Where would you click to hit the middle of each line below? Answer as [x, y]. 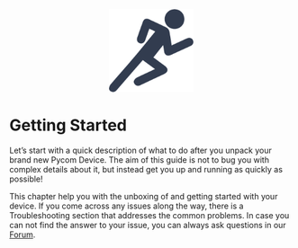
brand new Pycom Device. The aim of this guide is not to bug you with [140, 159]
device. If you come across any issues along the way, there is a [126, 206]
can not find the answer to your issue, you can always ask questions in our [148, 225]
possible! [26, 179]
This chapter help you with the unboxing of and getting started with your [144, 196]
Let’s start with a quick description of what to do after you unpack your [141, 150]
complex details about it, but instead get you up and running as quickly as [146, 169]
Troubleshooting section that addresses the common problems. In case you [149, 215]
